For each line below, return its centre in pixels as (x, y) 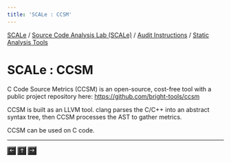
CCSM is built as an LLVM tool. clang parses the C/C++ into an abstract (108, 109)
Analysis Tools (27, 42)
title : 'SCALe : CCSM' (40, 14)
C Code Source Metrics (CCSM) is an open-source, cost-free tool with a (109, 89)
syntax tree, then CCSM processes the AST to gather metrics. (95, 117)
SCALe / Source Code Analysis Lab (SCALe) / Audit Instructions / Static (108, 35)
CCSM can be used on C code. (51, 130)
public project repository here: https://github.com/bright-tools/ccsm (103, 96)
